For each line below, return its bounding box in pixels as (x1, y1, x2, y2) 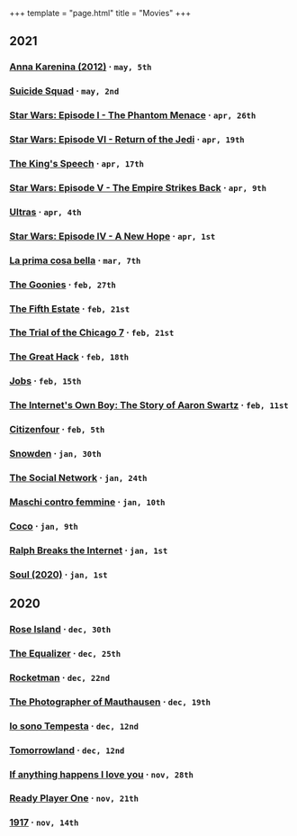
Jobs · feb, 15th (9, 375, 82, 387)
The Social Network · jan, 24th (9, 471, 148, 484)
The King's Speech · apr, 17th (9, 158, 144, 169)
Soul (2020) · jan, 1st (9, 568, 108, 580)
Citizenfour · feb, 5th (9, 423, 105, 436)
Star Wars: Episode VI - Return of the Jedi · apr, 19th (9, 133, 245, 146)
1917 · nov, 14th (9, 816, 79, 829)
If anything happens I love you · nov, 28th (9, 768, 193, 780)
